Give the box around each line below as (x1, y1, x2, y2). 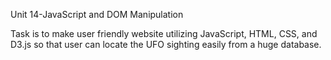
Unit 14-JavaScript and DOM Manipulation (10, 9, 184, 20)
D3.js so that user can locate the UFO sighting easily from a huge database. (10, 39, 322, 50)
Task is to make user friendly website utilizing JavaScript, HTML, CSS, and (10, 28, 318, 39)
